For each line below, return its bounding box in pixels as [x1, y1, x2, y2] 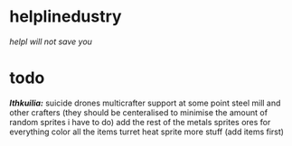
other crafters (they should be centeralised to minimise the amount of [9, 106, 268, 118]
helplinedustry [9, 6, 122, 27]
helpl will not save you [9, 36, 93, 47]
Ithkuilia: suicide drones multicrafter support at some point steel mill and [9, 97, 281, 108]
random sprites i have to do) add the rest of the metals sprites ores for [9, 116, 271, 127]
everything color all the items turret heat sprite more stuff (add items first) [9, 126, 285, 137]
